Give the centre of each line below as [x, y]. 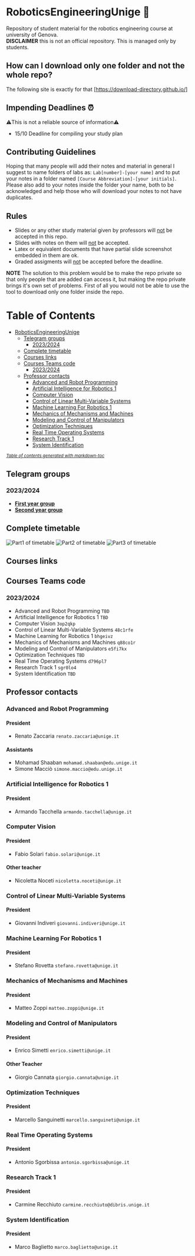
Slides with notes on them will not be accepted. [72, 243]
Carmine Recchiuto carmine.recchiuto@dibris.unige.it [82, 1204]
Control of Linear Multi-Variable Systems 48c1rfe [74, 629]
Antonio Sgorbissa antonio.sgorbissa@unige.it [72, 1162]
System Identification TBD [45, 673]
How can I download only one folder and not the [95, 66]
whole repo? [29, 75]
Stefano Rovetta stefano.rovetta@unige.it [67, 966]
